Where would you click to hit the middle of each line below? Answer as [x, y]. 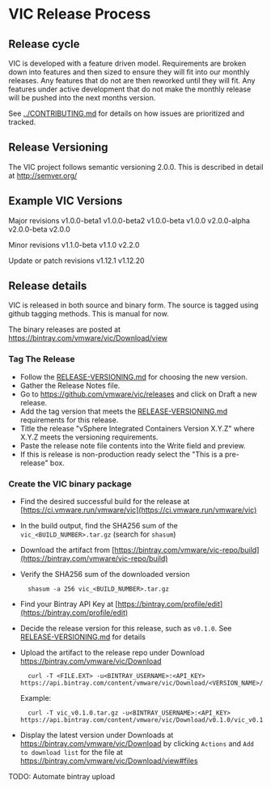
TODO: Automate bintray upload [62, 777]
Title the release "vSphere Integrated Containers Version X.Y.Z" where [137, 428]
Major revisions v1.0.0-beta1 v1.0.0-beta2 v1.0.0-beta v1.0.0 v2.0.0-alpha [129, 220]
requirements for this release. [69, 420]
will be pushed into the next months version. [82, 98]
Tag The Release [42, 359]
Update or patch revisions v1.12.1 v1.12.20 [76, 261]
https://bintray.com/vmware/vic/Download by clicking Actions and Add [137, 744]
